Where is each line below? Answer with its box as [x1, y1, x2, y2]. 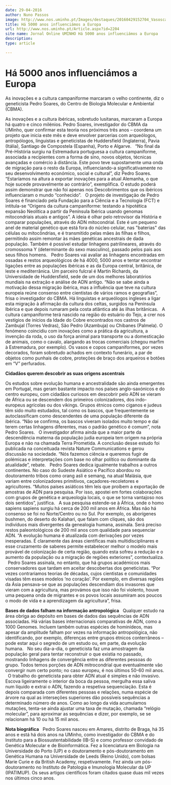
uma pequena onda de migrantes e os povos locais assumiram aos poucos [5, 592, 162, 598]
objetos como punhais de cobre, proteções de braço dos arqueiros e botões [5, 355, 165, 361]
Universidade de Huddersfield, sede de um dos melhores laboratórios [5, 273, 152, 279]
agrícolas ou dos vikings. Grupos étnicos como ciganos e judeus [26, 402, 162, 408]
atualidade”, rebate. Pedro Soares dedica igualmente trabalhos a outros [5, 461, 157, 468]
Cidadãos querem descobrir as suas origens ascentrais [5, 370, 125, 376]
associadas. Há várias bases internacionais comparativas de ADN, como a [5, 618, 161, 624]
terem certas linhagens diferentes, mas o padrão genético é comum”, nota [5, 423, 161, 430]
